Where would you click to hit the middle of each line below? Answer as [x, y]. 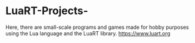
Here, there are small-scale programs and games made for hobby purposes [97, 27]
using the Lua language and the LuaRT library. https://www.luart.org [88, 33]
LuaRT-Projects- [47, 11]
